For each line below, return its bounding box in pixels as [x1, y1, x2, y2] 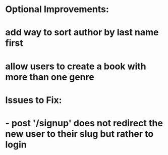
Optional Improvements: [5, 4, 109, 15]
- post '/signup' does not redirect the [5, 117, 163, 129]
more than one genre [5, 71, 94, 83]
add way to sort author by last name [5, 27, 159, 38]
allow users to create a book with [5, 61, 146, 72]
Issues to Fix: [5, 94, 62, 106]
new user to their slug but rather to [5, 128, 154, 139]
